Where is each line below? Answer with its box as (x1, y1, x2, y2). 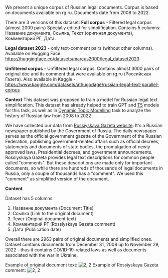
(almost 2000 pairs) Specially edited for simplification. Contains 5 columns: (5, 25, 161, 31)
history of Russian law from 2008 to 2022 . (5, 113, 94, 119)
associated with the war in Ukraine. (5, 252, 78, 258)
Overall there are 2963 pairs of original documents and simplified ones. (5, 236, 152, 242)
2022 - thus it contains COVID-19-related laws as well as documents (5, 247, 147, 253)
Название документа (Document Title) (12, 205, 94, 211)
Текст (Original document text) (12, 216, 77, 222)
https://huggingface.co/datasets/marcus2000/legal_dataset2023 (5, 56, 139, 62)
